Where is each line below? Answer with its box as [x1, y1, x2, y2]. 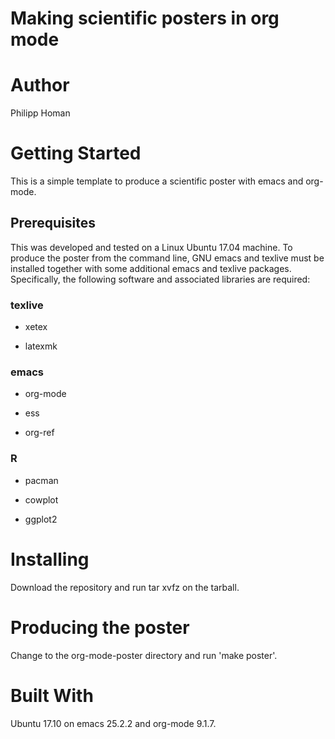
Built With [10, 684, 94, 707]
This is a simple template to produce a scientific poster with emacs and [10, 175, 304, 187]
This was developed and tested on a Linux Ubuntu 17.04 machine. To [10, 241, 293, 253]
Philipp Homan [10, 107, 71, 119]
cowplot [24, 493, 59, 506]
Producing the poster [10, 616, 190, 639]
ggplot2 [24, 513, 58, 525]
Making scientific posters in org [10, 7, 280, 30]
